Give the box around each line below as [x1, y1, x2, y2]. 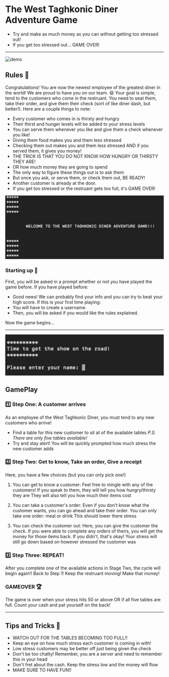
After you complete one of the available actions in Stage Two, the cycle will [5, 565, 161, 571]
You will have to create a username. [12, 304, 87, 310]
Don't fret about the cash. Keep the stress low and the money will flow [12, 662, 158, 668]
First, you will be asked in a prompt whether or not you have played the [5, 278, 152, 284]
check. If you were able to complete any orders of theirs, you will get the [12, 528, 163, 534]
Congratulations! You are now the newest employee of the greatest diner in [5, 84, 161, 90]
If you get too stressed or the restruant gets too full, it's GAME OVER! [12, 185, 156, 191]
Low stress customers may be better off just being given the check [12, 646, 151, 652]
